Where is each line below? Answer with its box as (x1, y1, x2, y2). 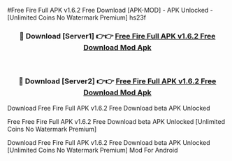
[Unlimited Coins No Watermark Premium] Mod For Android (7, 146, 178, 154)
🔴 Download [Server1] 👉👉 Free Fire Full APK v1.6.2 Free (19, 31, 216, 41)
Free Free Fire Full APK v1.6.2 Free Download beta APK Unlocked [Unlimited (7, 117, 226, 125)
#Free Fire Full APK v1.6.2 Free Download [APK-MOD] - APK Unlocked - (7, 6, 213, 14)
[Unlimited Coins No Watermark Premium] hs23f (7, 13, 147, 22)
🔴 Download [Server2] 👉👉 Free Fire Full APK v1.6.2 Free (18, 76, 217, 86)
